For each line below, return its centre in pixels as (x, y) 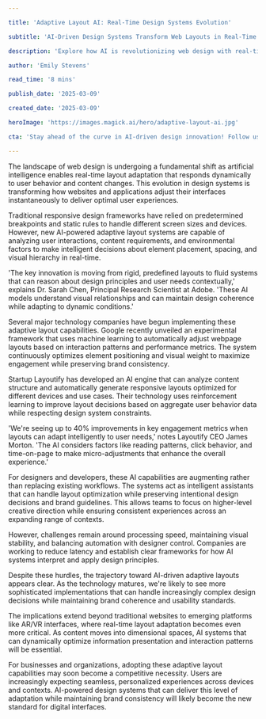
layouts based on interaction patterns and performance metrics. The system (133, 347)
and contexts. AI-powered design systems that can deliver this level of (123, 690)
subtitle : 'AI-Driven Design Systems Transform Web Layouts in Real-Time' (134, 36)
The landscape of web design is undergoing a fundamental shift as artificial (131, 166)
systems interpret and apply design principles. (84, 560)
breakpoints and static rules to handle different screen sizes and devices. (128, 223)
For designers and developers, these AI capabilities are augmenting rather (129, 477)
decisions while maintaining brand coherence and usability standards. (122, 600)
